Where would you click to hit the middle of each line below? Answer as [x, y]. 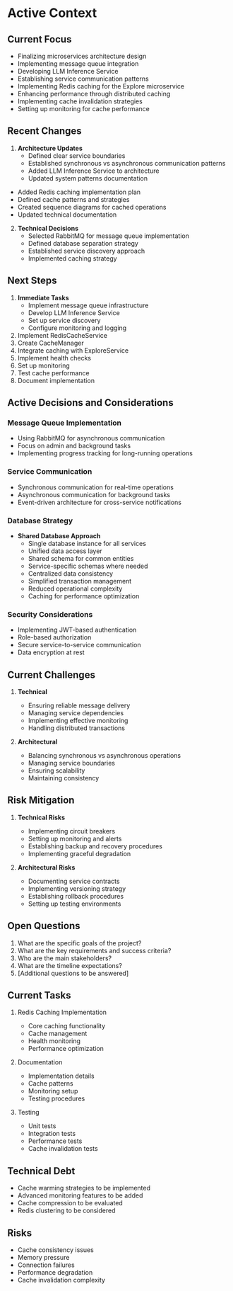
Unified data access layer [65, 551]
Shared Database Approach [59, 535]
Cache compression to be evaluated [70, 1203]
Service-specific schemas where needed [88, 566]
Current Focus [40, 39]
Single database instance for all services [87, 543]
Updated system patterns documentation [88, 178]
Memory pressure [43, 1258]
